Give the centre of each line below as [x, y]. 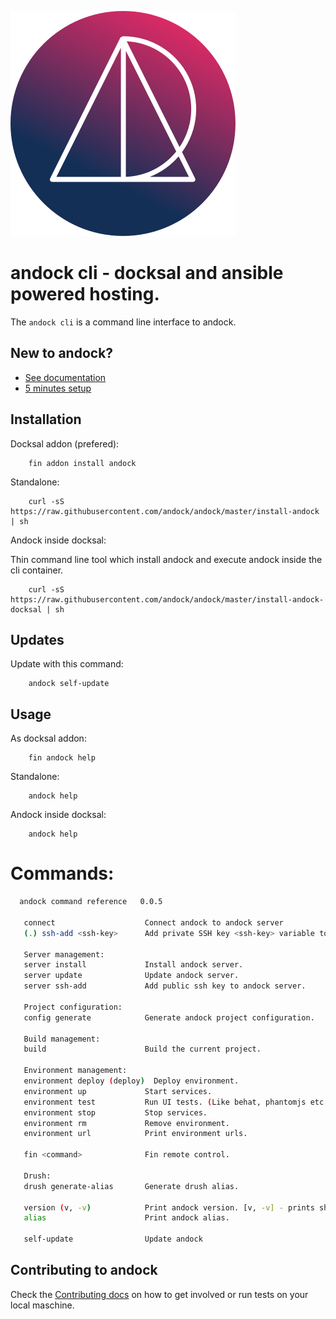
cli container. [37, 570]
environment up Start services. [118, 1091]
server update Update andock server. [131, 976]
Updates [37, 639]
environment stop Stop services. [115, 1112]
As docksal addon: [48, 738]
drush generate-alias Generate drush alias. [131, 1186]
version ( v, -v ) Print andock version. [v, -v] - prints [169, 1207]
